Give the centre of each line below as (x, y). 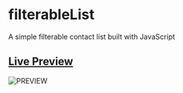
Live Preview (41, 62)
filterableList (52, 15)
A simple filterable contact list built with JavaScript (92, 37)
